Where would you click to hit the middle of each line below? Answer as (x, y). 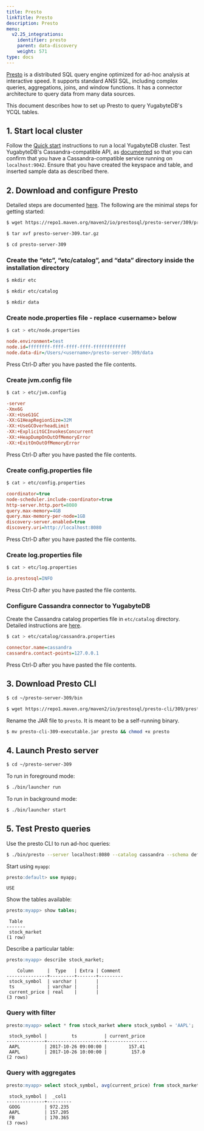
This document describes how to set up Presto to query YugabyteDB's (94, 105)
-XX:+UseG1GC (23, 415)
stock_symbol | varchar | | (54, 982)
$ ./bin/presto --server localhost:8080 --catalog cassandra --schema (97, 854)
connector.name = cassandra (39, 648)
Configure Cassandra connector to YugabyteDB (78, 606)
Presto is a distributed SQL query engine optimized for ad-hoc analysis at (98, 74)
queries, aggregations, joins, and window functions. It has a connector (94, 87)
